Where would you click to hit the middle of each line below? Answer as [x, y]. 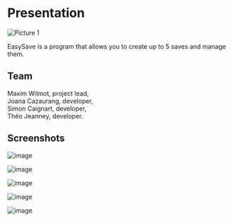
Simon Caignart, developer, [47, 109]
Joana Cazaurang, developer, [50, 101]
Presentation [46, 13]
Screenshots [36, 139]
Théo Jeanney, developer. [45, 116]
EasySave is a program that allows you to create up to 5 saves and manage [117, 46]
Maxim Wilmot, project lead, [48, 93]
